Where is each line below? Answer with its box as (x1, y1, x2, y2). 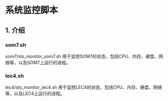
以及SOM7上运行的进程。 (18, 59, 71, 65)
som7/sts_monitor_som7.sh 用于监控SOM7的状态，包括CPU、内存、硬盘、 (5, 53, 159, 59)
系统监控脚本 (5, 4, 59, 16)
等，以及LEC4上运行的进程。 (5, 90, 65, 96)
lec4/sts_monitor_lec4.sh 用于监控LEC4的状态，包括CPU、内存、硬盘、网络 (5, 84, 162, 90)
